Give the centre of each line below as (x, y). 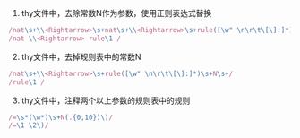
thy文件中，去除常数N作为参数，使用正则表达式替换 (116, 13)
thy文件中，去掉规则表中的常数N (81, 56)
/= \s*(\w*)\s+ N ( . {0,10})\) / (61, 117)
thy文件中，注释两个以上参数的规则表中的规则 (106, 100)
